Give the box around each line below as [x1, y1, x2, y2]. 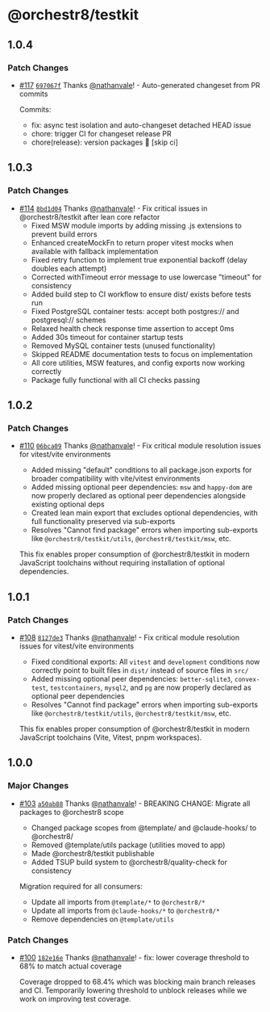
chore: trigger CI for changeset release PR [31, 128, 172, 138]
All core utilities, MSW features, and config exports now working [31, 358, 245, 367]
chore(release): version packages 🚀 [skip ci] [31, 137, 179, 147]
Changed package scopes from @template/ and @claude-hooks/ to [31, 822, 257, 833]
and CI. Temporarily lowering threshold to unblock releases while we [19, 985, 247, 995]
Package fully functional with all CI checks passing [31, 375, 201, 384]
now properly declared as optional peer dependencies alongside [31, 491, 247, 501]
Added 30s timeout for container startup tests [31, 332, 184, 342]
